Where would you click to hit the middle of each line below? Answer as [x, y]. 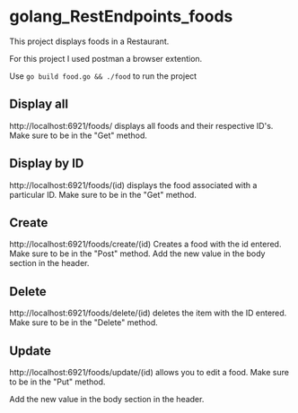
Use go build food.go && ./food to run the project [103, 76]
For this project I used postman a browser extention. [106, 58]
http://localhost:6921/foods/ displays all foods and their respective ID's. [141, 125]
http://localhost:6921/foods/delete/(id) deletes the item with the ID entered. [148, 313]
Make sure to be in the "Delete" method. [84, 323]
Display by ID [47, 163]
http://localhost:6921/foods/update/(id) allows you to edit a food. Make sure [149, 372]
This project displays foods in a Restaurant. [89, 41]
